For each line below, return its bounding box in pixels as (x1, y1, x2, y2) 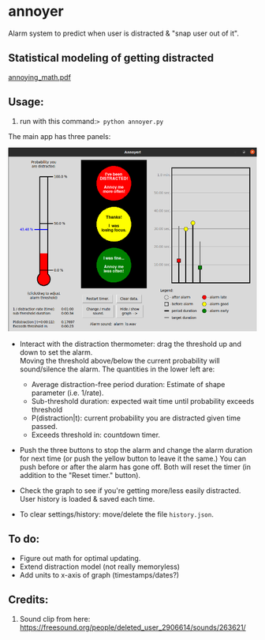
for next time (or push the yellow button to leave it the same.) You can (19, 454, 247, 463)
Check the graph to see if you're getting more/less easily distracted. (19, 485, 241, 495)
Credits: (8, 593, 49, 607)
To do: (8, 533, 40, 546)
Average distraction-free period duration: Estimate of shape (31, 379, 226, 389)
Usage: (8, 96, 45, 109)
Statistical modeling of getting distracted (8, 51, 215, 65)
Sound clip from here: (19, 614, 91, 623)
